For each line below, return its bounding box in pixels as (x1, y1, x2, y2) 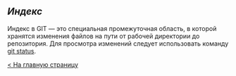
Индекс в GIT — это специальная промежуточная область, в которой (7, 24, 217, 32)
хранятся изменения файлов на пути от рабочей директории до (7, 32, 200, 40)
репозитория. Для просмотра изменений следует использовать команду (7, 39, 229, 48)
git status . (7, 46, 37, 55)
